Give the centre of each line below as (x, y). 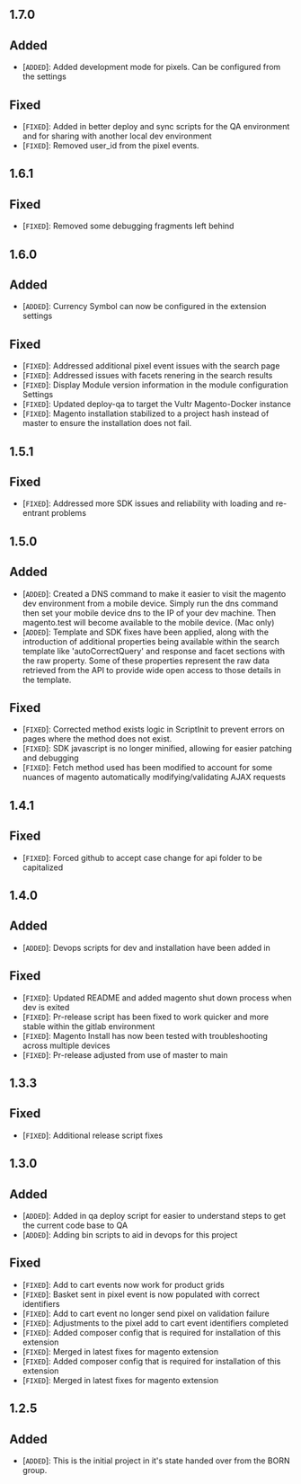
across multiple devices (66, 1045)
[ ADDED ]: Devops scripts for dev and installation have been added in (146, 947)
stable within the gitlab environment (89, 1026)
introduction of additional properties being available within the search (151, 641)
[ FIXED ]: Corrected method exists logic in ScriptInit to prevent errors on (153, 729)
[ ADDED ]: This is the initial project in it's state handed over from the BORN (156, 1461)
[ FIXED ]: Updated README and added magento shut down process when (157, 998)
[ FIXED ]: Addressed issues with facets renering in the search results (147, 376)
